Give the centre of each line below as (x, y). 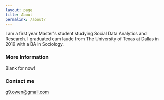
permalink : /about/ (26, 19)
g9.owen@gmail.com (27, 92)
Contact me (20, 81)
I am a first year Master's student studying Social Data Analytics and (76, 34)
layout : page (19, 10)
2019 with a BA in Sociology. (35, 44)
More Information (27, 57)
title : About (19, 15)
